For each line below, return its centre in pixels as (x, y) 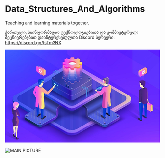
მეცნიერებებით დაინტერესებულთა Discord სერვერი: (60, 37)
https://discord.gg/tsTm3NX (33, 42)
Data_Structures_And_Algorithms (75, 9)
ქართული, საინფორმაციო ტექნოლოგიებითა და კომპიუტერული (72, 32)
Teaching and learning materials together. (47, 23)
